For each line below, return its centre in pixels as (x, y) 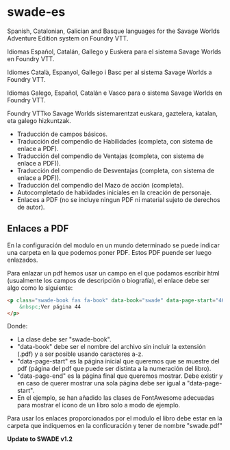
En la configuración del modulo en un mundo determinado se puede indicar (114, 245)
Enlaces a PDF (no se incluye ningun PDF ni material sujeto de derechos (118, 199)
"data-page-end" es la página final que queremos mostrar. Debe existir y (120, 376)
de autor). (31, 207)
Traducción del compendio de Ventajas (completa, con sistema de (110, 156)
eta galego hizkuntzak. (39, 120)
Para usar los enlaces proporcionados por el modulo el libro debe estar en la (115, 418)
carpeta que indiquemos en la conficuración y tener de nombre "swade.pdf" (115, 426)
